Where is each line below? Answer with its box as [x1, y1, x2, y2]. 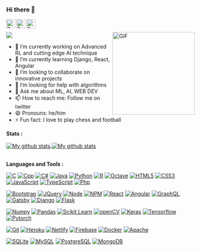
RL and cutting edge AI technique [14, 49, 98, 56]
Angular [14, 62, 35, 70]
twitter [14, 103, 31, 110]
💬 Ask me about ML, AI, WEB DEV [14, 88, 98, 95]
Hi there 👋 [6, 5, 36, 14]
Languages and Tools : [6, 160, 64, 168]
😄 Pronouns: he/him [14, 109, 66, 116]
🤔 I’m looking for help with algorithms [14, 81, 107, 89]
